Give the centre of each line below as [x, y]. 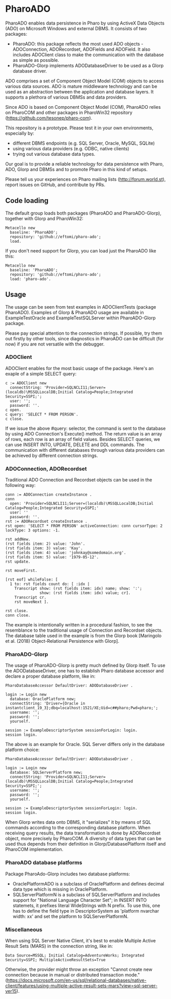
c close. [15, 419]
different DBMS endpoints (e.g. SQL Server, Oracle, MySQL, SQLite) [84, 143]
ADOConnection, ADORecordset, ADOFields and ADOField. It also [81, 49]
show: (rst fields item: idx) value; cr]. [85, 593]
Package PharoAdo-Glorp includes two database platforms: [68, 874]
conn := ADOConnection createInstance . [49, 495]
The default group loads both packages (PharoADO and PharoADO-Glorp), [83, 213]
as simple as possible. [36, 60]
